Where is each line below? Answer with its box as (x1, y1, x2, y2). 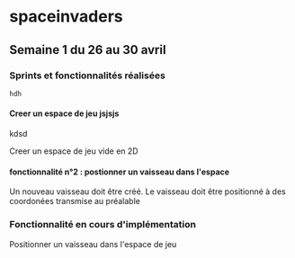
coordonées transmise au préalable (9, 196, 141, 207)
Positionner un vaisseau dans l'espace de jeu (9, 238, 177, 249)
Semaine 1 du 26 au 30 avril (9, 42, 166, 58)
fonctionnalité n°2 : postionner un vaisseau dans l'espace (9, 166, 230, 177)
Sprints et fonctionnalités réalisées (9, 69, 166, 82)
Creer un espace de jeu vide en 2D (9, 146, 139, 156)
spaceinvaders (9, 6, 123, 27)
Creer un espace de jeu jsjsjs (9, 108, 120, 119)
